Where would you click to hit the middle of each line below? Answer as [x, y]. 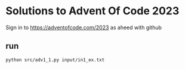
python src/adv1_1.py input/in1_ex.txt [55, 60]
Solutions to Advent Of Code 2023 [92, 11]
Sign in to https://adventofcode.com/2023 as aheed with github [84, 27]
